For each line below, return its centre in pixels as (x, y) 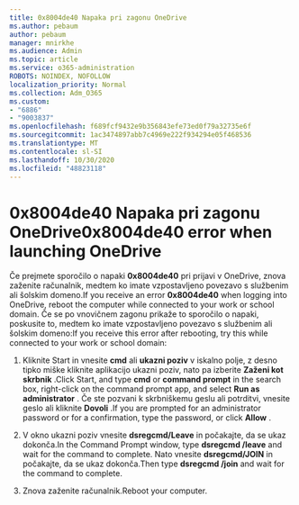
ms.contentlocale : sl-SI (56, 151)
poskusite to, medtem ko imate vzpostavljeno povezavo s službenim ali (141, 324)
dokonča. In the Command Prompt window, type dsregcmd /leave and (152, 445)
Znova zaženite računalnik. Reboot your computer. (115, 491)
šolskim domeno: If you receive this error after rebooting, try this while (139, 333)
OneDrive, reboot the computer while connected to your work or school (142, 305)
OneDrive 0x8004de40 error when (141, 232)
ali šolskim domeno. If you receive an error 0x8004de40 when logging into (149, 295)
